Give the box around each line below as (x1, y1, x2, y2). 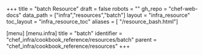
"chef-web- (168, 5, 198, 12)
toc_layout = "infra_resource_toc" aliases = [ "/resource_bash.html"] (6, 18, 179, 25)
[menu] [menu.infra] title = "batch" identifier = (6, 30, 123, 37)
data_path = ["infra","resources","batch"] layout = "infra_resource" (22, 11, 191, 19)
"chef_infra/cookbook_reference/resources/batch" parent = (6, 36, 157, 43)
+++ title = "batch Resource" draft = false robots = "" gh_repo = (6, 5, 168, 12)
